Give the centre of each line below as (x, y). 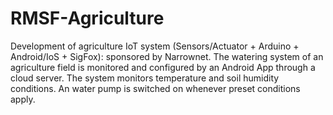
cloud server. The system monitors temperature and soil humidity (145, 78)
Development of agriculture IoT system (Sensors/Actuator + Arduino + (155, 46)
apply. (23, 99)
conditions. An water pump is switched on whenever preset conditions (155, 88)
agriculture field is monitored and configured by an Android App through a (163, 67)
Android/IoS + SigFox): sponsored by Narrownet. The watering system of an (167, 56)
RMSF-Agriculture (87, 18)
